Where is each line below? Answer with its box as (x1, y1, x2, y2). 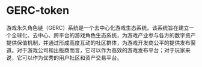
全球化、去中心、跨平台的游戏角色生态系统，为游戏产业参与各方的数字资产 (11, 31, 196, 39)
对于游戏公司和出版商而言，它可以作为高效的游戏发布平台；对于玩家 (16, 46, 185, 54)
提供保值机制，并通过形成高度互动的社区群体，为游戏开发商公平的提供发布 (6, 39, 191, 46)
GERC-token (6, 4, 70, 17)
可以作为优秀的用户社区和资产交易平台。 (22, 54, 122, 61)
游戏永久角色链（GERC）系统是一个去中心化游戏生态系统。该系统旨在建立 (6, 24, 189, 31)
